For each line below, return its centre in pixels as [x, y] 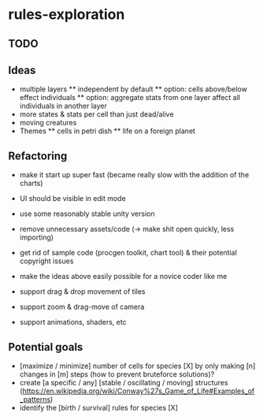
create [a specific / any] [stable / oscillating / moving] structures [124, 383]
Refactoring [38, 156]
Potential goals [46, 347]
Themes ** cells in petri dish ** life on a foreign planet [107, 131]
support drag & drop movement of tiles [82, 292]
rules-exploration [67, 15]
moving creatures [48, 123]
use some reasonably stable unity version [87, 214]
